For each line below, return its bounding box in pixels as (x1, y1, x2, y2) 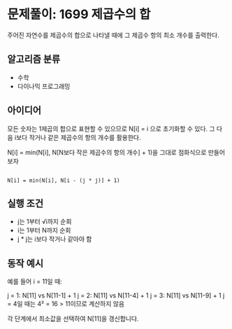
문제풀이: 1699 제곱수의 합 (7, 6, 151, 22)
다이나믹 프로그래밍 (17, 82, 71, 90)
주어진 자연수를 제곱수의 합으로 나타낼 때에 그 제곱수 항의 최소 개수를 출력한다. (7, 31, 220, 39)
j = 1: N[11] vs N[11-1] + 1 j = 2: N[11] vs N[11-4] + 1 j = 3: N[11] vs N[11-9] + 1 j (7, 291, 225, 300)
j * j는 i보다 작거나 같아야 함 (17, 235, 92, 244)
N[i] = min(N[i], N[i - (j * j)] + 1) (7, 176, 120, 184)
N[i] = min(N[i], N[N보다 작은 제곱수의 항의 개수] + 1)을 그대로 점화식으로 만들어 (7, 148, 226, 156)
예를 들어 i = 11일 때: (7, 277, 63, 286)
